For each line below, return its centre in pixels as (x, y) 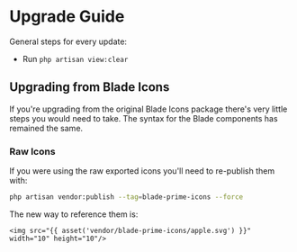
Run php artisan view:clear (75, 58)
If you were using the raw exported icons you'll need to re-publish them (142, 171)
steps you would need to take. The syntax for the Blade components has (144, 118)
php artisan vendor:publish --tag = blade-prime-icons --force (126, 197)
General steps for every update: (68, 41)
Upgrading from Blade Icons (90, 87)
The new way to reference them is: (74, 214)
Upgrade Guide (67, 17)
